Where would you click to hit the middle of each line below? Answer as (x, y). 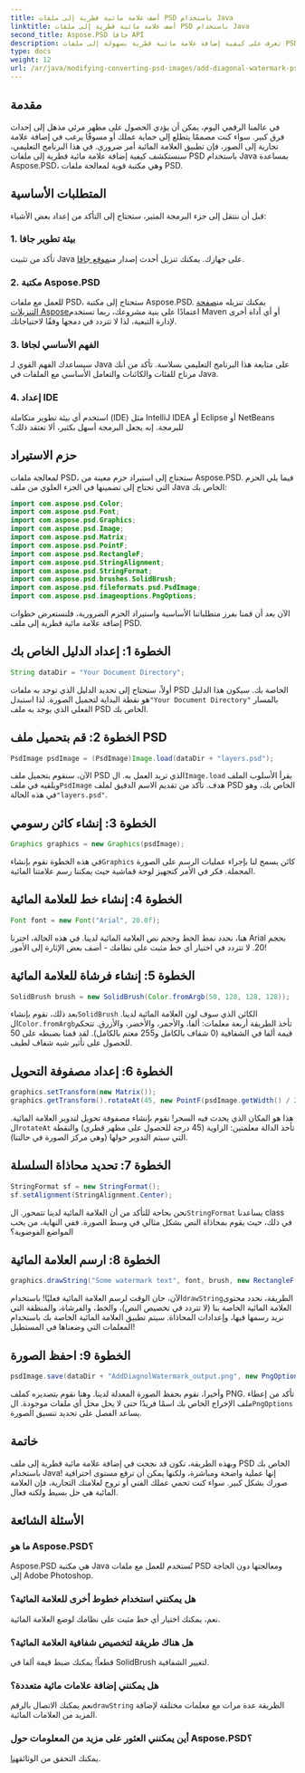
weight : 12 (31, 60)
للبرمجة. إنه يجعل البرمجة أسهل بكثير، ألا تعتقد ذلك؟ (97, 427)
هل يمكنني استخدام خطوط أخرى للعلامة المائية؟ (103, 1599)
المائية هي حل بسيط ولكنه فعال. (64, 1492)
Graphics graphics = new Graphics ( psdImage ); (97, 844)
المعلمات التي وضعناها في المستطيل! (73, 1327)
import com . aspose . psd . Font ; (65, 512)
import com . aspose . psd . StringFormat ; (81, 571)
